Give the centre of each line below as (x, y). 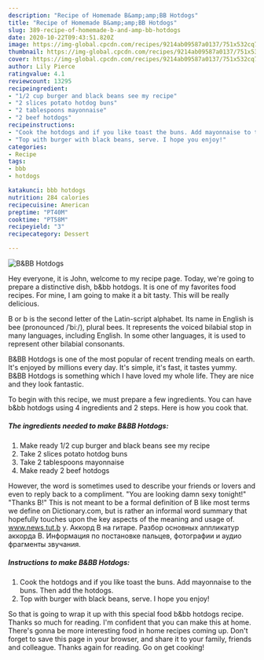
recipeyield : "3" (37, 227)
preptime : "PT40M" (38, 212)
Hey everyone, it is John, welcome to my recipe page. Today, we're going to (131, 279)
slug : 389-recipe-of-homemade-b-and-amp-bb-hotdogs (94, 30)
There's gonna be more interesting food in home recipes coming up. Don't (128, 630)
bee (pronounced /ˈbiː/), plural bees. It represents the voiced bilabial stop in (130, 327)
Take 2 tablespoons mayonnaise (71, 462)
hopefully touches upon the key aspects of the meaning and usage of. (121, 519)
